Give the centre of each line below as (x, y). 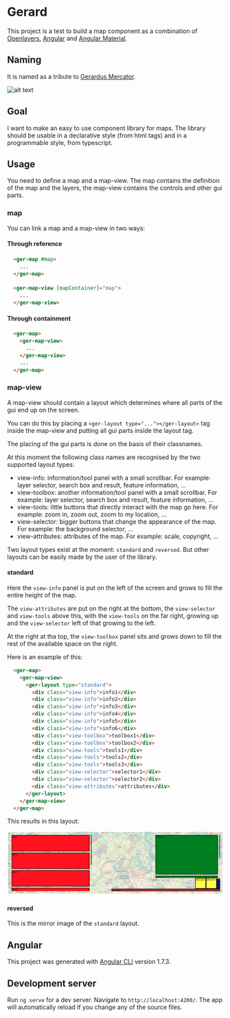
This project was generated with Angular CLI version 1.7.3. (89, 962)
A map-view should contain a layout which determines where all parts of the (115, 402)
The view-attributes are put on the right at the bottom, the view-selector (111, 608)
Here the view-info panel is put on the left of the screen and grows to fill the (115, 588)
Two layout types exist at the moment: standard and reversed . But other (108, 549)
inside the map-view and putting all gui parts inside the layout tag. (101, 430)
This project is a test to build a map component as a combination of (102, 31)
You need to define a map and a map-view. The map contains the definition (113, 181)
